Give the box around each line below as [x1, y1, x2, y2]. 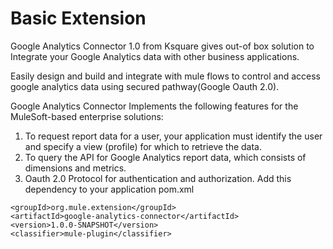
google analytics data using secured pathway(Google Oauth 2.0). [10, 80, 280, 92]
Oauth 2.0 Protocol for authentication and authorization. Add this [24, 172, 292, 184]
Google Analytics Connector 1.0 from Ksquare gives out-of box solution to [10, 40, 315, 52]
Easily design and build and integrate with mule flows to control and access [10, 70, 321, 82]
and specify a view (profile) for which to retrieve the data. [24, 140, 263, 152]
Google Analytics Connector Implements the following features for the [10, 100, 299, 112]
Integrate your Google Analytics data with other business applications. [10, 50, 300, 62]
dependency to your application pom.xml [24, 183, 195, 195]
